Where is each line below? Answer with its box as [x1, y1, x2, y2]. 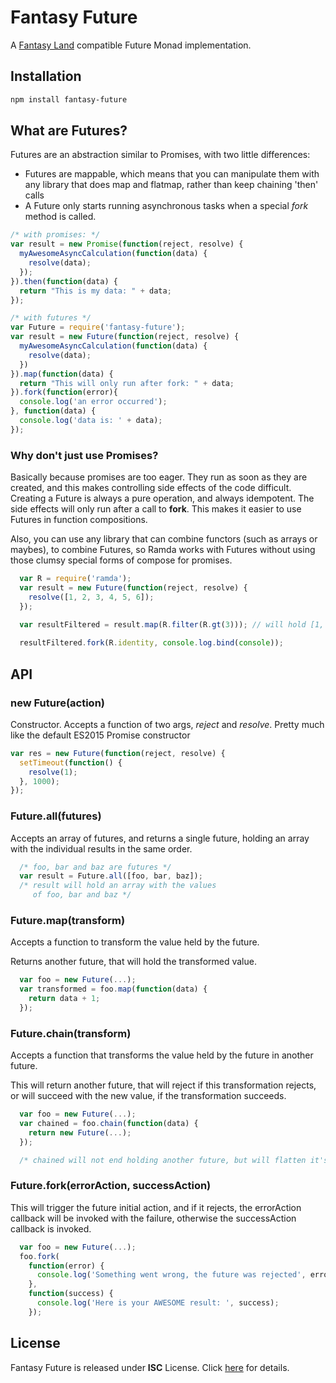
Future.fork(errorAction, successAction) [10, 1179, 212, 1193]
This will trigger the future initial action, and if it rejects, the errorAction [10, 1201, 302, 1213]
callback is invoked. [10, 1222, 92, 1235]
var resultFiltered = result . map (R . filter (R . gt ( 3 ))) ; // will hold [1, [19, 620, 325, 630]
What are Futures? [10, 122, 128, 140]
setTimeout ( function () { [19, 757, 123, 768]
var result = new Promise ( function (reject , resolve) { [10, 239, 244, 250]
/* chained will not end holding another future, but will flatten [19, 1155, 307, 1165]
